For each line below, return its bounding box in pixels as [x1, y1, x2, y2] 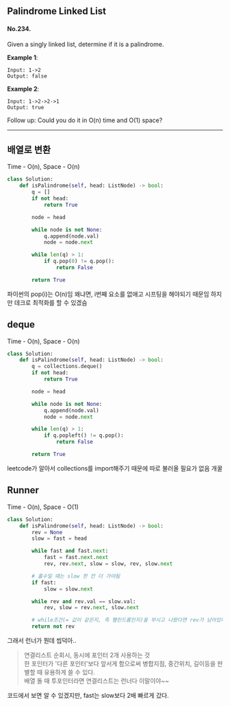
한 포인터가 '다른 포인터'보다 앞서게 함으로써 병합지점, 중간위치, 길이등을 [23, 659, 216, 668]
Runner [7, 484, 40, 497]
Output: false [7, 72, 48, 80]
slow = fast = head [31, 535, 88, 542]
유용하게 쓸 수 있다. [44, 668, 96, 676]
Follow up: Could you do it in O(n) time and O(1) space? [7, 116, 163, 124]
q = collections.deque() [31, 363, 103, 370]
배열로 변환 [7, 144, 51, 155]
